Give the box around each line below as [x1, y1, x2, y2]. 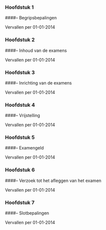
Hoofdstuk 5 [5, 134, 35, 141]
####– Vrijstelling [5, 113, 40, 118]
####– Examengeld [5, 145, 44, 151]
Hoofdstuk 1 [5, 4, 34, 11]
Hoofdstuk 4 [5, 101, 35, 108]
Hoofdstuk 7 [5, 199, 35, 206]
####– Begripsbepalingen [5, 15, 57, 21]
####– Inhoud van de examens [5, 48, 67, 53]
